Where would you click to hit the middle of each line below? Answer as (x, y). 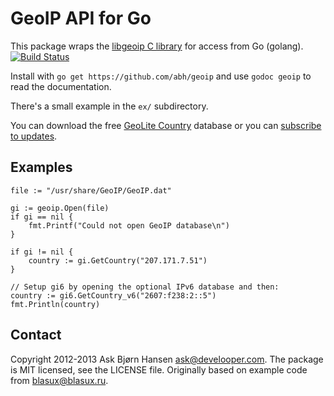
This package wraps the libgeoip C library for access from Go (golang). (157, 46)
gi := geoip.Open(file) (60, 208)
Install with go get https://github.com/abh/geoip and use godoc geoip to (161, 76)
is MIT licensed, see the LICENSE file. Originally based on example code (159, 369)
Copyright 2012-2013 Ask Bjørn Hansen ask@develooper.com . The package (167, 359)
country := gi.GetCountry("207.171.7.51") (118, 260)
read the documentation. (61, 86)
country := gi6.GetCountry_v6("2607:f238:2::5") (113, 295)
